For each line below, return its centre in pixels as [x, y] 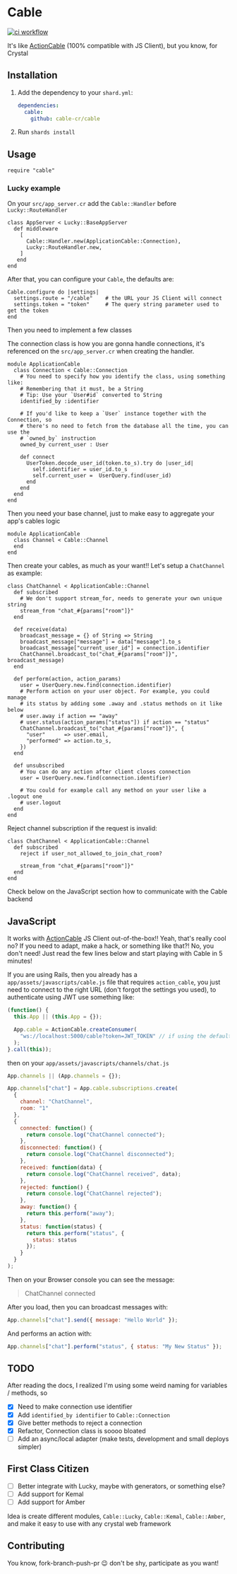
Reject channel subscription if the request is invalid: [82, 828]
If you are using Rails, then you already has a [72, 975]
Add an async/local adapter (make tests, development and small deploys [123, 1439]
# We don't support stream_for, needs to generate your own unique [121, 598]
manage [17, 698]
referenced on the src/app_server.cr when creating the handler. [101, 352]
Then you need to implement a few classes [70, 330]
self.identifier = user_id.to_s [80, 470]
